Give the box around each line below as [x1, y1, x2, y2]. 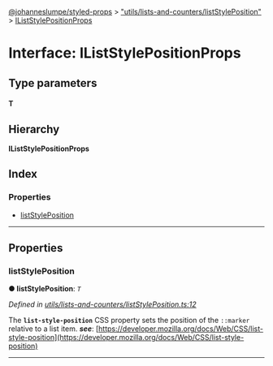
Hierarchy [8, 122, 60, 136]
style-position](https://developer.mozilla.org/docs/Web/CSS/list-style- [8, 333, 245, 342]
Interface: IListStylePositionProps [8, 44, 241, 62]
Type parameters [8, 76, 97, 90]
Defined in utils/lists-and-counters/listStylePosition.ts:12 [8, 299, 197, 309]
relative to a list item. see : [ [8, 324, 99, 334]
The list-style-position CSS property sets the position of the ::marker [8, 316, 250, 325]
